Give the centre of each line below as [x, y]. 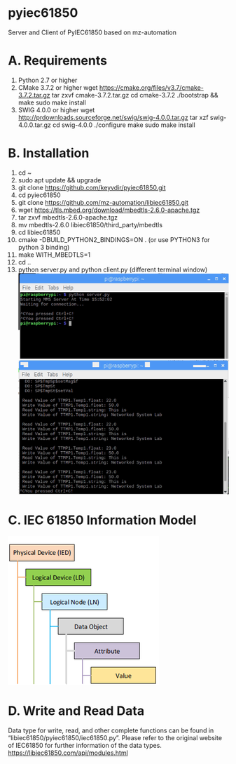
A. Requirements [58, 61]
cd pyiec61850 [40, 195]
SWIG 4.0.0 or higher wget [56, 109]
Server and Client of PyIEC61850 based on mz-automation [92, 32]
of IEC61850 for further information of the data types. [85, 745]
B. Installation [49, 153]
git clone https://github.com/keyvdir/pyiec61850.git [92, 187]
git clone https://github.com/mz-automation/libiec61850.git [103, 202]
